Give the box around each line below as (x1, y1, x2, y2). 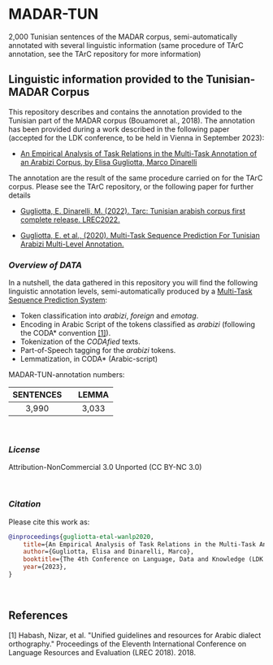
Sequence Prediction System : (8, 295, 108, 305)
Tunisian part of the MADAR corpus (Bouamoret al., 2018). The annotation (8, 115, 256, 125)
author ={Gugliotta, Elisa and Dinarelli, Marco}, (23, 548, 195, 556)
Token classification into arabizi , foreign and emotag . (19, 311, 199, 321)
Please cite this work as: (8, 517, 90, 527)
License (8, 444, 41, 455)
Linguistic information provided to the (8, 72, 204, 86)
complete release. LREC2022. (19, 215, 120, 224)
